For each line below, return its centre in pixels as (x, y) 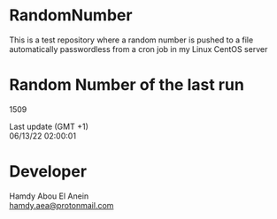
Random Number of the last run (127, 85)
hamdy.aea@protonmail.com (62, 205)
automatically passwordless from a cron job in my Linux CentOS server (138, 49)
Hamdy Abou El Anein (49, 196)
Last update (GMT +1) (49, 126)
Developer (48, 172)
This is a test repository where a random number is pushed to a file (131, 40)
